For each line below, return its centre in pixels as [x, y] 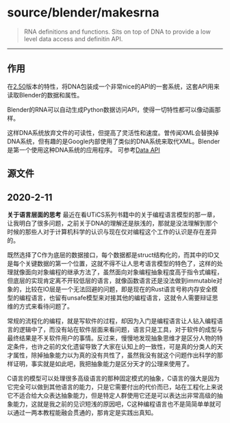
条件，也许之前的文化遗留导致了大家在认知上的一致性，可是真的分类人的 [115, 346]
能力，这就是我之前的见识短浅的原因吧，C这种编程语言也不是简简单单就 [114, 404]
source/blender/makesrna [83, 13]
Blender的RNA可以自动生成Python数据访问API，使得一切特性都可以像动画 [111, 109]
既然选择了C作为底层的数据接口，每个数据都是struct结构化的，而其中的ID [111, 254]
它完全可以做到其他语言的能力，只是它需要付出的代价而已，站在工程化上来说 [115, 387]
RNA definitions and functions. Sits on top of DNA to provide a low [117, 32]
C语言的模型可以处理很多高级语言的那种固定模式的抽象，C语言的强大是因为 [114, 378]
